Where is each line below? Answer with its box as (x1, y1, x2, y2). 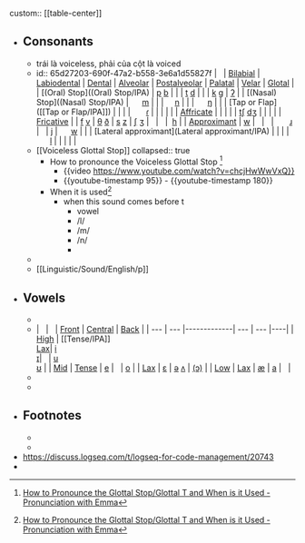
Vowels (22, 290, 66, 305)
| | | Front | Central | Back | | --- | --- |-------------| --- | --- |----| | (35, 323, 294, 334)
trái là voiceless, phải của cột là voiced (35, 58, 182, 69)
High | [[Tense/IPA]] (35, 333, 111, 344)
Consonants (22, 34, 93, 49)
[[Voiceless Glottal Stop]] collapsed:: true (35, 144, 191, 155)
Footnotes (22, 408, 82, 423)
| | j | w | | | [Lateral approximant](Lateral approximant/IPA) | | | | (35, 125, 290, 136)
